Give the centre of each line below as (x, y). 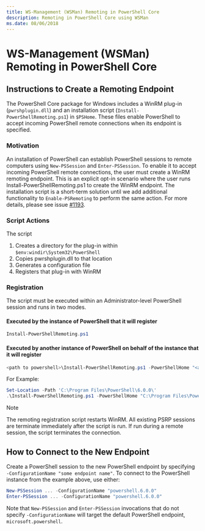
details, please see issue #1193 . (46, 204)
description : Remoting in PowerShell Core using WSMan (77, 18)
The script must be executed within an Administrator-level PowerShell (94, 301)
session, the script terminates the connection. (64, 433)
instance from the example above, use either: (63, 479)
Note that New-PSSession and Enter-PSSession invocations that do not (93, 508)
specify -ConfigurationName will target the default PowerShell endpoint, (96, 514)
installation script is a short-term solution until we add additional (87, 191)
